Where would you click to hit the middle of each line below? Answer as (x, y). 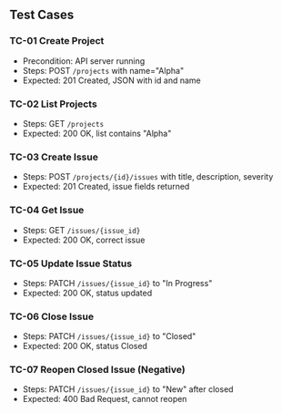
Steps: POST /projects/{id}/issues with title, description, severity (148, 177)
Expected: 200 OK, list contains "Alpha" (97, 133)
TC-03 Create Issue (54, 157)
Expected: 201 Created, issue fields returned (106, 187)
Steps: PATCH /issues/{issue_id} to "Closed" (109, 336)
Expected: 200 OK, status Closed (85, 346)
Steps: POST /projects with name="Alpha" (103, 70)
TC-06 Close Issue (51, 316)
